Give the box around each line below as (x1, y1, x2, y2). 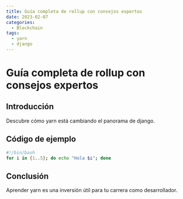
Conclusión (6, 171, 49, 181)
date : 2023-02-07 (6, 14, 49, 20)
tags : (6, 30, 19, 36)
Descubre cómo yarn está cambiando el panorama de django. (6, 117, 155, 124)
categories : (6, 19, 35, 25)
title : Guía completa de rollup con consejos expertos (6, 8, 143, 15)
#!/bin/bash (6, 149, 35, 155)
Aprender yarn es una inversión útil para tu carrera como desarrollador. (6, 187, 178, 194)
